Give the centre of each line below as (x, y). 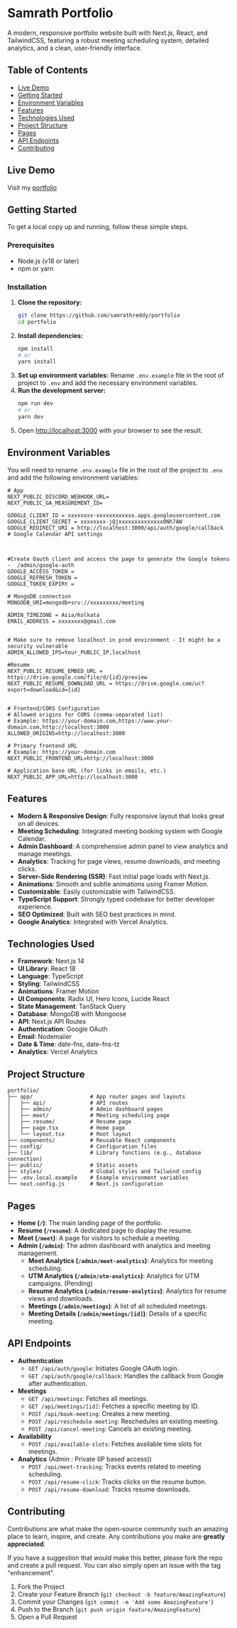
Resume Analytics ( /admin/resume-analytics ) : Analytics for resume (127, 1291)
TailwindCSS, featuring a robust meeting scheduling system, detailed (108, 40)
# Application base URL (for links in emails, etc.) (87, 771)
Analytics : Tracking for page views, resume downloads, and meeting (118, 861)
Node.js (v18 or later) (48, 260)
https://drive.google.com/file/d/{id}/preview (77, 677)
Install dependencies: (50, 335)
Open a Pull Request (48, 1617)
